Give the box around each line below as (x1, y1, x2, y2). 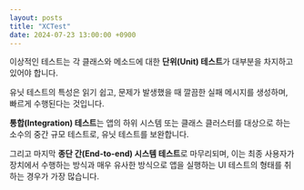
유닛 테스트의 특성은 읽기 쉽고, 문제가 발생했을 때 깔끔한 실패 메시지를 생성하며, (9, 87, 289, 98)
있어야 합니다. (9, 67, 59, 78)
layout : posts (9, 13, 64, 23)
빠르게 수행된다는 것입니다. (9, 98, 105, 109)
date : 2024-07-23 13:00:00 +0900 (9, 30, 137, 39)
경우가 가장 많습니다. (25, 171, 100, 182)
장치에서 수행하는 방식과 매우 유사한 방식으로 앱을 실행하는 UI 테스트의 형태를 (9, 160, 282, 171)
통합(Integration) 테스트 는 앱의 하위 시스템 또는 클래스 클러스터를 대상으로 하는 (9, 117, 291, 128)
